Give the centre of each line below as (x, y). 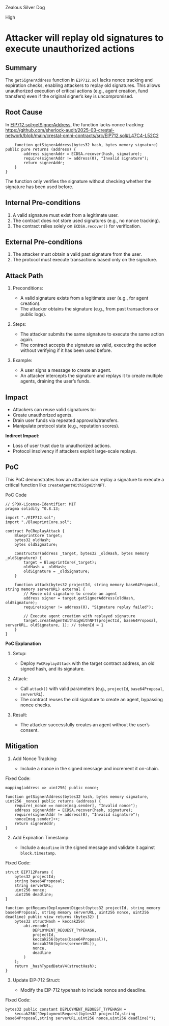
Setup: (20, 653)
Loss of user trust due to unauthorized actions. (62, 446)
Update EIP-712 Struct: (36, 980)
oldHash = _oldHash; (45, 567)
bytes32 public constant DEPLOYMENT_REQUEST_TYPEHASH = (66, 1009)
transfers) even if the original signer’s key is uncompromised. (69, 96)
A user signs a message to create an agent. (66, 370)
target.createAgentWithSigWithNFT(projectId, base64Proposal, (91, 620)
